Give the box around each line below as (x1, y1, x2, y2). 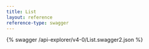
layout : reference (6, 14, 53, 20)
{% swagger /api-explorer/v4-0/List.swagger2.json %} (6, 36, 144, 44)
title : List (6, 8, 36, 15)
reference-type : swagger (6, 20, 69, 26)
